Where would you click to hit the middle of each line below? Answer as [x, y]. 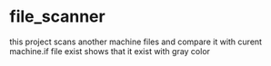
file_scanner [58, 17]
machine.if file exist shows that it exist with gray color [110, 51]
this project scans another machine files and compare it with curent [135, 42]
